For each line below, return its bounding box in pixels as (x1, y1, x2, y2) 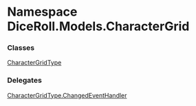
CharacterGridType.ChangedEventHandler (7, 91, 127, 99)
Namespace (7, 4, 78, 20)
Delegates (7, 76, 43, 85)
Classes (7, 43, 35, 53)
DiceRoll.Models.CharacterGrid (7, 18, 190, 34)
